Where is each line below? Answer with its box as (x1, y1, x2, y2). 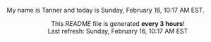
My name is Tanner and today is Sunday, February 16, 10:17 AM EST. (6, 6, 205, 14)
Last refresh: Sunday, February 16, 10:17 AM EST (47, 27, 188, 35)
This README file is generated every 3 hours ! (51, 20, 185, 27)
